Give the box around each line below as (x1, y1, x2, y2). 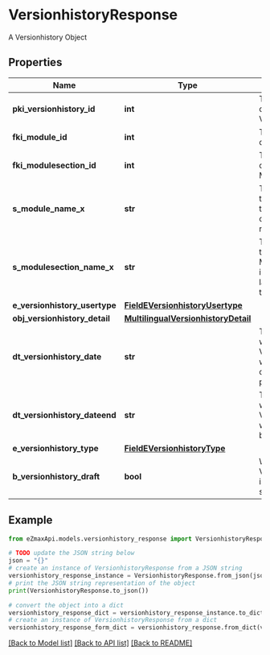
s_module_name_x (12, 203, 85, 214)
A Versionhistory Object (8, 32, 88, 42)
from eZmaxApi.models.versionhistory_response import (8, 534, 193, 543)
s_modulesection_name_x (12, 261, 114, 272)
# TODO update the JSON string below (8, 549, 135, 558)
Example (8, 513, 53, 527)
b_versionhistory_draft (12, 471, 100, 482)
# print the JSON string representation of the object (8, 578, 196, 587)
